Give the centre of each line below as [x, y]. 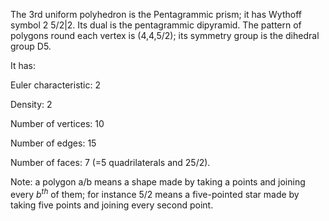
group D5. [31, 46]
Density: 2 [31, 104]
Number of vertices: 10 [57, 123]
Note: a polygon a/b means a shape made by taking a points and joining [158, 182]
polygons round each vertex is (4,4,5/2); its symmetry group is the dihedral [165, 35]
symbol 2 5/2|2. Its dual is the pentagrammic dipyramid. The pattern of [156, 25]
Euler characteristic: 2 [55, 85]
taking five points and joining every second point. [112, 205]
